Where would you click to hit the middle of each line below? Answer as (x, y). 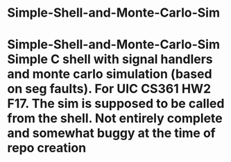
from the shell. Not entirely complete (115, 119)
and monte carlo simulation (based (110, 74)
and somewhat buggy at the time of (112, 133)
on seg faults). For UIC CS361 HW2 (109, 89)
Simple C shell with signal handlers (110, 59)
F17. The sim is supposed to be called (116, 104)
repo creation (47, 148)
